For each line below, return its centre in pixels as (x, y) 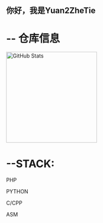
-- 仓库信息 (33, 38)
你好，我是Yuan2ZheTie (51, 11)
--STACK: (30, 163)
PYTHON (17, 192)
